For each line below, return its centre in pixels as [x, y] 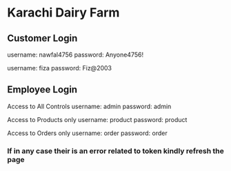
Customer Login [42, 38]
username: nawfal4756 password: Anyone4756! [75, 54]
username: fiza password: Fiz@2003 [60, 68]
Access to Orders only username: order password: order [87, 133]
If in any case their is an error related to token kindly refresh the [115, 151]
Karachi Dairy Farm [63, 13]
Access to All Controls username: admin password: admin [89, 106]
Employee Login [42, 90]
